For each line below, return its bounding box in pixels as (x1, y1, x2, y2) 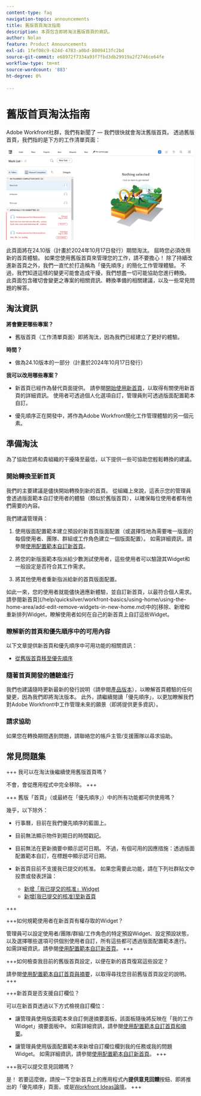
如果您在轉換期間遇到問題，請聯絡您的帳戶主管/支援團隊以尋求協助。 (6, 732, 176, 739)
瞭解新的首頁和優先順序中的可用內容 (6, 627, 111, 635)
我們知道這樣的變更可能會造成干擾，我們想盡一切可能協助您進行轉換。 (16, 269, 190, 276)
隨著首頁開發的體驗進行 (6, 671, 74, 679)
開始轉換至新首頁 (6, 472, 56, 481)
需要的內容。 (11, 502, 43, 509)
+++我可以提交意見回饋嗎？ (6, 1063, 75, 1070)
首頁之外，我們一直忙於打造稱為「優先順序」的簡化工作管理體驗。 (16, 262, 179, 269)
